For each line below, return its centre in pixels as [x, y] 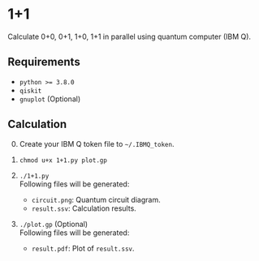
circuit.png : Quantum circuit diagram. [96, 199]
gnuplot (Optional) [50, 99]
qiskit [30, 91]
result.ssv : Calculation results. [84, 208]
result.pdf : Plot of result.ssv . [83, 248]
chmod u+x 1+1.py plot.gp [63, 160]
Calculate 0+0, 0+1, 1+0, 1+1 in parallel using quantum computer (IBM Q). [129, 36]
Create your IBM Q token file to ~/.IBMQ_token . [97, 143]
